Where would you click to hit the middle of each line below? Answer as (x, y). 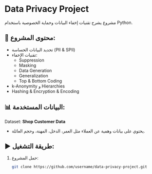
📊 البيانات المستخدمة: (35, 107)
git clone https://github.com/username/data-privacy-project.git (79, 167)
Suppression (32, 60)
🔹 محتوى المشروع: (30, 38)
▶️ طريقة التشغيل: (29, 146)
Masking (28, 65)
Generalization (33, 76)
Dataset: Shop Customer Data (35, 121)
